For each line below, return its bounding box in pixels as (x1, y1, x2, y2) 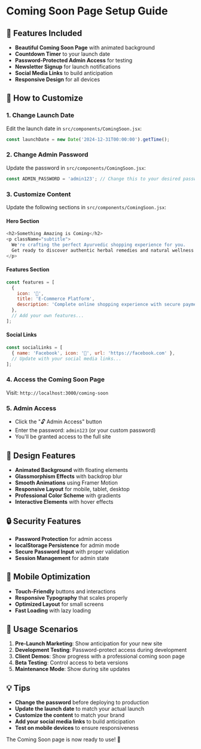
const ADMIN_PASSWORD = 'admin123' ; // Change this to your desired (6, 176, 181, 182)
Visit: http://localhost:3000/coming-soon (6, 389, 109, 396)
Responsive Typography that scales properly (14, 594, 128, 601)
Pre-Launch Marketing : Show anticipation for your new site (14, 640, 163, 647)
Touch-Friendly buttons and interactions (14, 588, 116, 595)
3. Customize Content (6, 190, 71, 198)
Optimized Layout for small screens (14, 600, 104, 607)
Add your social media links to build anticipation (14, 718, 136, 725)
